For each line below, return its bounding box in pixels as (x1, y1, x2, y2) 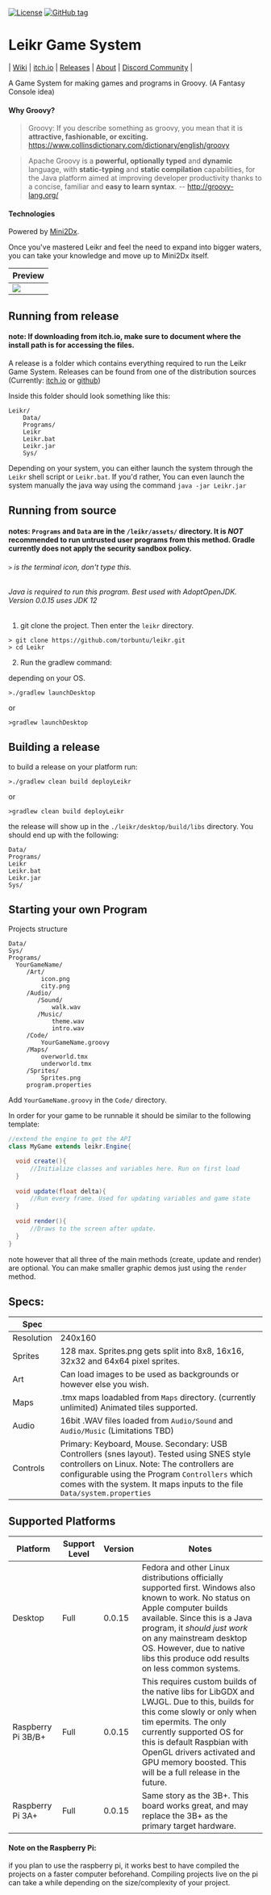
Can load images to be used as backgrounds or (60, 1369, 240, 1380)
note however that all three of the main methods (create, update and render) (8, 1254, 262, 1264)
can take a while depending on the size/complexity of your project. (8, 1878, 231, 1888)
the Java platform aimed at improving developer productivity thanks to (27, 174, 262, 183)
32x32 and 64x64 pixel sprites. (60, 1356, 180, 1367)
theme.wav (51, 1017, 85, 1025)
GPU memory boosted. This (141, 1757, 247, 1768)
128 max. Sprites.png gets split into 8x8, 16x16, (60, 1345, 244, 1356)
